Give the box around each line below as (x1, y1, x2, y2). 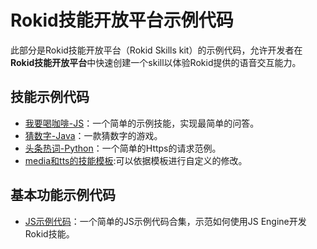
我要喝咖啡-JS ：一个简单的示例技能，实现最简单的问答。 (24, 117, 260, 129)
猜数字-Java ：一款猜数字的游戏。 (24, 129, 163, 141)
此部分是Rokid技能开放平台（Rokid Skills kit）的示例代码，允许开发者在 (10, 44, 303, 56)
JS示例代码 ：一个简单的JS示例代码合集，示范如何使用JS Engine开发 (24, 215, 307, 227)
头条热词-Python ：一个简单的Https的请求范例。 (24, 142, 222, 154)
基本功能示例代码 (10, 187, 116, 204)
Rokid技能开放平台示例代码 (10, 9, 234, 32)
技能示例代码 (10, 89, 90, 106)
